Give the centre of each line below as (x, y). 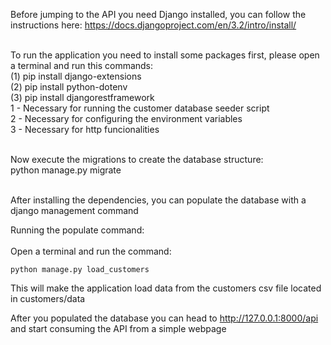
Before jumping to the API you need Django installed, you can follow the (158, 14)
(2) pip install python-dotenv (69, 87)
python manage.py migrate (66, 170)
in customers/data (48, 298)
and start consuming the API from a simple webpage (118, 328)
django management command (74, 210)
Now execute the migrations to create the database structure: (137, 159)
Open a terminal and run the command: (91, 251)
